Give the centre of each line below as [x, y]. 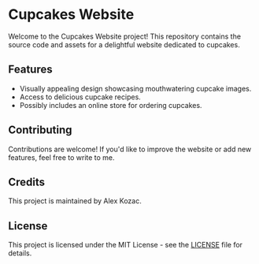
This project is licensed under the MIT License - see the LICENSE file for [125, 245]
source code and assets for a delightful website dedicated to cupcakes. [124, 44]
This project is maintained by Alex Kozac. [75, 201]
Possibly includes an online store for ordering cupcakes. [111, 105]
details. [20, 253]
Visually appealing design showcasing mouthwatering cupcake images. [135, 88]
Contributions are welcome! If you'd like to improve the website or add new [130, 149]
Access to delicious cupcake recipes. [80, 97]
